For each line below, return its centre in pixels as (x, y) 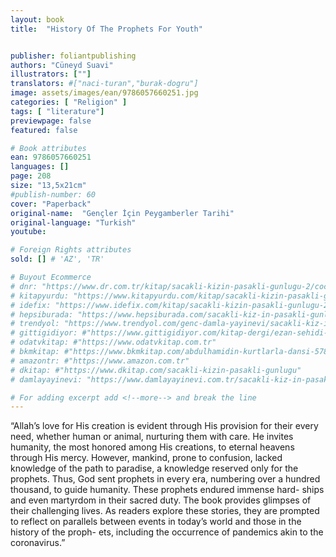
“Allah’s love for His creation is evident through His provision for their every (164, 426)
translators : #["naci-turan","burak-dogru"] (104, 84)
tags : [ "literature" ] (57, 111)
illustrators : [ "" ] (51, 74)
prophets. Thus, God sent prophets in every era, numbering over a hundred (165, 479)
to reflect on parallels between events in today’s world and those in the (156, 522)
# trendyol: (35, 324)
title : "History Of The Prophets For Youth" (106, 29)
